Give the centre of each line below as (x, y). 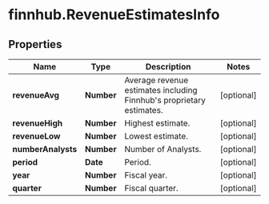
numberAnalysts (45, 149)
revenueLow (36, 136)
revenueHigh (38, 123)
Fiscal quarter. (151, 188)
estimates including (161, 90)
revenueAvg (36, 95)
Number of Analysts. (163, 149)
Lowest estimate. (156, 136)
